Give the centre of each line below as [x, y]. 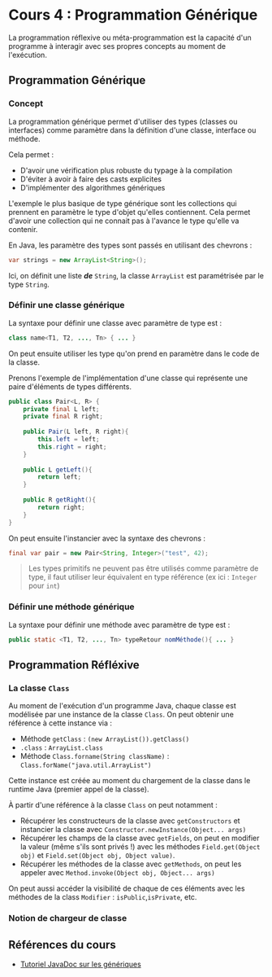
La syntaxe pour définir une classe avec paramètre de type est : [115, 322]
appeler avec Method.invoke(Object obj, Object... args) [117, 873]
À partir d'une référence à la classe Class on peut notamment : [113, 805]
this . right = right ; [72, 447]
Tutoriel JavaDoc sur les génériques [81, 964]
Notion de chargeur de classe [68, 918]
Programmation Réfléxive [74, 665]
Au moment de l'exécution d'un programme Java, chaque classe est [123, 706]
